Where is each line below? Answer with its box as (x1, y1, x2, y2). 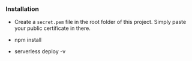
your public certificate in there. (14, 25, 91, 32)
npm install (14, 36, 42, 44)
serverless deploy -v (14, 48, 66, 55)
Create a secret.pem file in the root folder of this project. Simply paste (14, 19, 187, 26)
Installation (5, 5, 40, 13)
